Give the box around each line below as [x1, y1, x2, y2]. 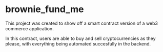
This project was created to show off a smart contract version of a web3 [5, 20, 158, 26]
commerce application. [5, 25, 54, 31]
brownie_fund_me [5, 4, 84, 15]
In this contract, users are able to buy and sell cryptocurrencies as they [5, 35, 156, 41]
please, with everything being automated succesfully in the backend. [5, 40, 151, 46]
